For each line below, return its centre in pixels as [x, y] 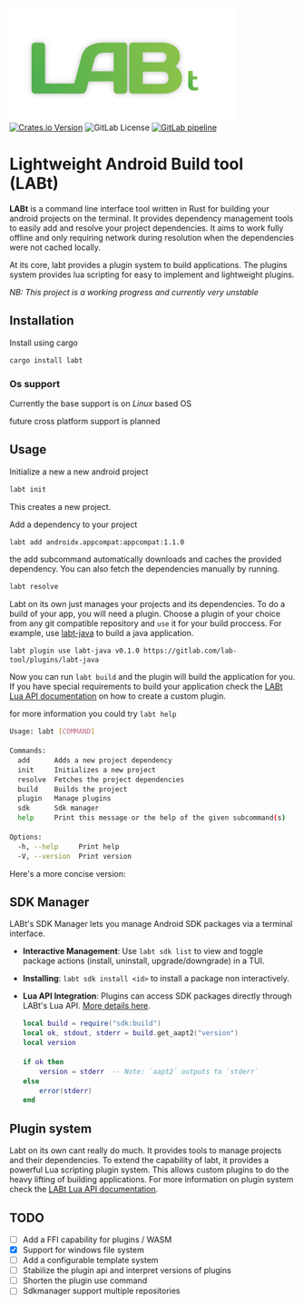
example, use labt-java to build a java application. [102, 633]
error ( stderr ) [66, 1091]
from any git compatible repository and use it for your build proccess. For [146, 623]
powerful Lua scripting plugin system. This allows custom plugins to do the [149, 1170]
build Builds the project [73, 789]
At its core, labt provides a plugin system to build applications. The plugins [148, 264]
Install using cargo [44, 343]
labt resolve [34, 587]
